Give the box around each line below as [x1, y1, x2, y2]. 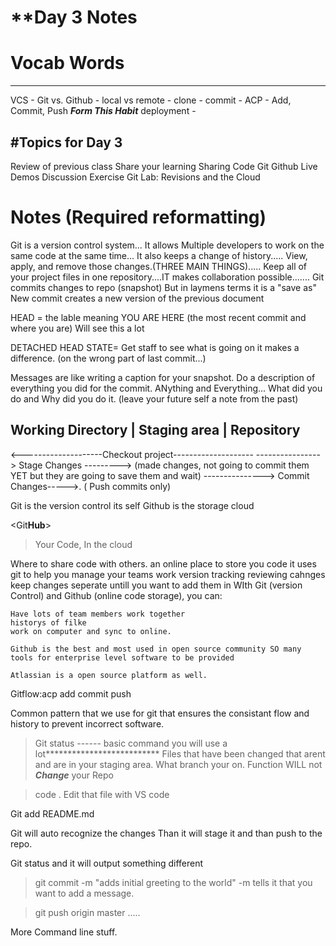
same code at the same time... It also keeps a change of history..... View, [10, 249, 308, 261]
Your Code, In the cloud [34, 538, 133, 550]
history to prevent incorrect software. [10, 717, 165, 730]
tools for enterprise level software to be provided [10, 652, 235, 663]
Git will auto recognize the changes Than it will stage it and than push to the [10, 827, 323, 839]
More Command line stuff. [10, 926, 118, 938]
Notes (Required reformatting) [10, 206, 267, 229]
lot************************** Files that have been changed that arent [34, 747, 326, 760]
